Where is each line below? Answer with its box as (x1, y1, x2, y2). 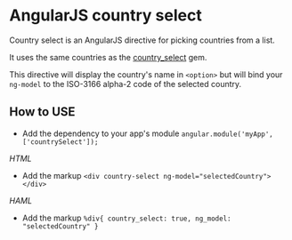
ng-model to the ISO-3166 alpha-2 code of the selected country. (9, 78, 242, 89)
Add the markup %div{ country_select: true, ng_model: (21, 212, 231, 223)
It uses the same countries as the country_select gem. (9, 52, 207, 62)
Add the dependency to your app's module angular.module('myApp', (21, 128, 274, 139)
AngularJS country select (9, 5, 202, 26)
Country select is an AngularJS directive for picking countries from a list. (9, 35, 276, 45)
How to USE (9, 104, 76, 120)
